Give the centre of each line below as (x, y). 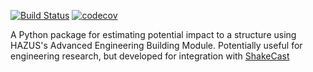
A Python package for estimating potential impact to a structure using (153, 34)
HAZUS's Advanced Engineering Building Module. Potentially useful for (156, 45)
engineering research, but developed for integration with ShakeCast (150, 56)
